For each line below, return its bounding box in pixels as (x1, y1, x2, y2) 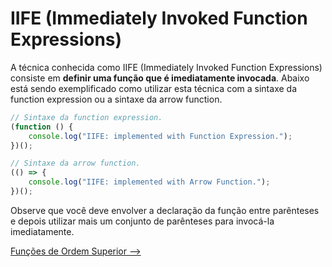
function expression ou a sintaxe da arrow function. (10, 93, 223, 105)
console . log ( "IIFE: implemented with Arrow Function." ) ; (28, 177, 271, 187)
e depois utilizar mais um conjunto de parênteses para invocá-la (10, 215, 275, 227)
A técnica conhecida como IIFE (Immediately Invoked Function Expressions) (10, 61, 323, 73)
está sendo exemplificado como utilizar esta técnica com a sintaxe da (10, 82, 297, 94)
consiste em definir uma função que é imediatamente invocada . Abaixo (10, 72, 310, 84)
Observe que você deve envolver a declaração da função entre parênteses (10, 204, 320, 216)
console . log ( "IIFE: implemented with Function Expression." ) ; (28, 131, 293, 141)
